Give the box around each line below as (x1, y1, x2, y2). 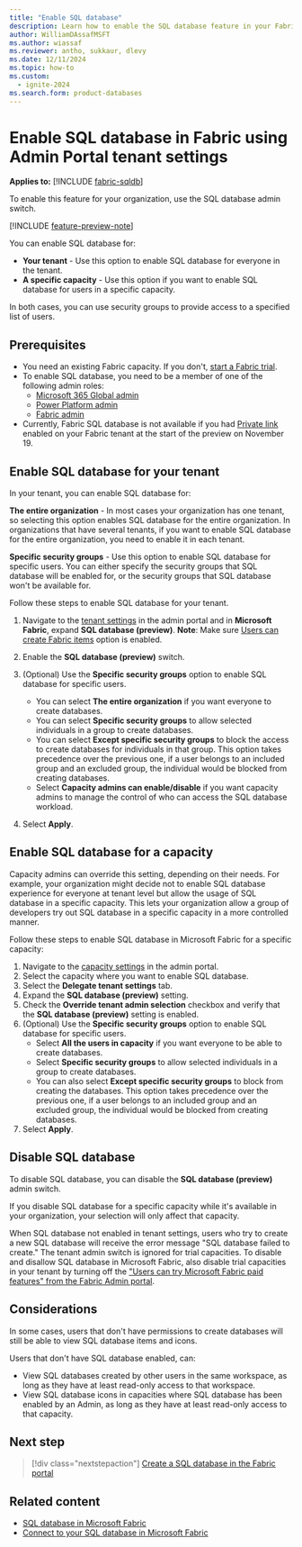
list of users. (9, 312, 56, 322)
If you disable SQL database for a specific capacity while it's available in (9, 1200, 277, 1211)
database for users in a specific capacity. (22, 285, 176, 295)
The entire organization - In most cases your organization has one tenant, (9, 505, 285, 516)
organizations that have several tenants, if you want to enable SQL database (9, 524, 291, 536)
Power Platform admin (35, 400, 119, 411)
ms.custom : (9, 72, 50, 81)
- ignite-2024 (17, 80, 70, 89)
